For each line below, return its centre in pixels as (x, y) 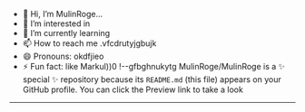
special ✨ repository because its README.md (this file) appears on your (152, 79)
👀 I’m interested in (56, 23)
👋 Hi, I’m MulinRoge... (63, 14)
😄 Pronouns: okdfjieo (63, 56)
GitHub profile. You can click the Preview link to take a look (133, 89)
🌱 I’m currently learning (66, 33)
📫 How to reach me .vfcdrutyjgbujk (89, 43)
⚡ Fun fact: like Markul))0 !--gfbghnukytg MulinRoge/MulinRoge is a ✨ (154, 66)
